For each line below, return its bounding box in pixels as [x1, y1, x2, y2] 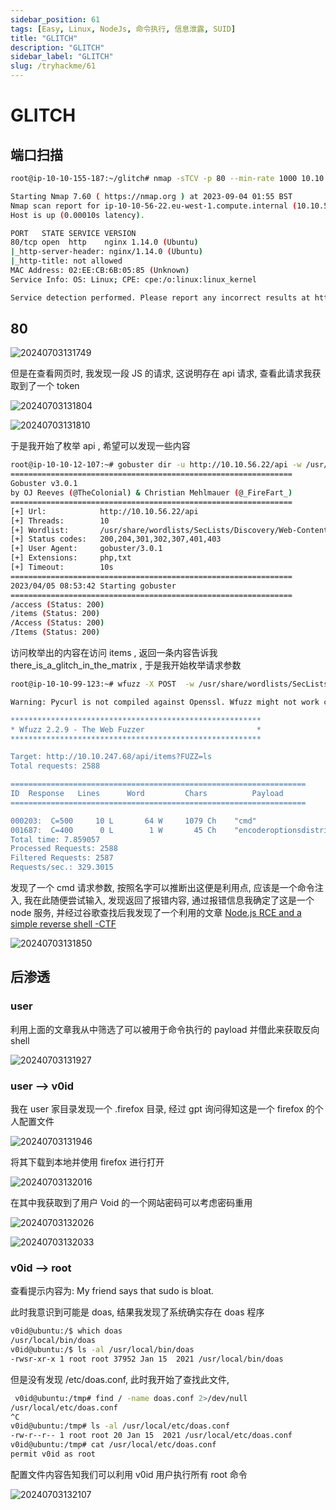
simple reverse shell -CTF [10, 918, 117, 930]
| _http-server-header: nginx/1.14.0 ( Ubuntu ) [10, 247, 203, 257]
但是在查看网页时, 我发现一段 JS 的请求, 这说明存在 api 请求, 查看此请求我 [10, 367, 313, 380]
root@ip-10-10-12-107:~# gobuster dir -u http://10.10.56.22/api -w [10, 460, 302, 470]
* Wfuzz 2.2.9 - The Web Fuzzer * [10, 724, 262, 735]
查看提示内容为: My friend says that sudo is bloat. [10, 1285, 215, 1297]
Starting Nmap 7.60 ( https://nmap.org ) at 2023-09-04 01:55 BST [10, 191, 293, 201]
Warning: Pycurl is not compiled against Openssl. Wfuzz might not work [10, 697, 320, 707]
